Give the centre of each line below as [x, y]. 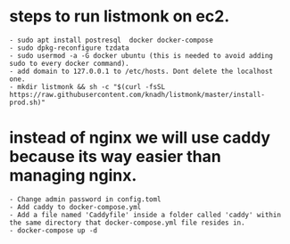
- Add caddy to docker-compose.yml [75, 207]
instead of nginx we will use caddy [140, 138]
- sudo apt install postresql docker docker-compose [112, 40]
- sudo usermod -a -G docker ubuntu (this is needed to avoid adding [141, 55]
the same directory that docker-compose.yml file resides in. [127, 223]
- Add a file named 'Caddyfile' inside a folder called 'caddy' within [145, 215]
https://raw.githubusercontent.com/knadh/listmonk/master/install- [137, 94]
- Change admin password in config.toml [86, 199]
